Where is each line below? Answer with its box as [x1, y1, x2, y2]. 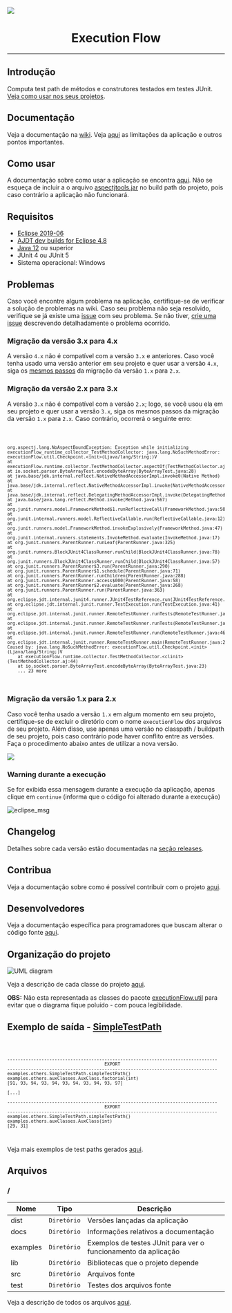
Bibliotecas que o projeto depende [87, 1258, 199, 1267]
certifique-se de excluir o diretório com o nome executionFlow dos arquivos [7, 717, 222, 725]
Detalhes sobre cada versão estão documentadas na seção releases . [7, 844, 204, 853]
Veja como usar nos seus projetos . [7, 92, 106, 100]
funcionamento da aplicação [87, 1247, 180, 1256]
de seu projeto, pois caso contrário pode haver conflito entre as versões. [7, 732, 215, 740]
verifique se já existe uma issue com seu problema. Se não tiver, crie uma [7, 312, 217, 319]
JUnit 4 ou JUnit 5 [17, 251, 69, 259]
